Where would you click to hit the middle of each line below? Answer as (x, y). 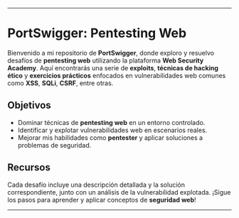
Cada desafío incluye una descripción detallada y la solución (96, 185)
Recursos (29, 168)
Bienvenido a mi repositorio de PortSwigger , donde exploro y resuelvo (111, 53)
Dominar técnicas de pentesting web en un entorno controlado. (111, 122)
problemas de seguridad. (54, 145)
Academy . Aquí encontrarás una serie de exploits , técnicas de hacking (113, 67)
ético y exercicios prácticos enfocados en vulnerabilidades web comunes (117, 75)
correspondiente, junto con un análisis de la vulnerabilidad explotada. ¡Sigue (119, 192)
